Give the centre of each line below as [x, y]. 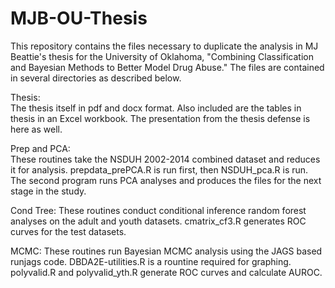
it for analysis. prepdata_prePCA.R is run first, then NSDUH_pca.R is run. [159, 169]
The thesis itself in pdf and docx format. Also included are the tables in [156, 108]
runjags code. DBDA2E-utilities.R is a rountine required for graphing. [151, 261]
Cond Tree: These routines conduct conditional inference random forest [158, 210]
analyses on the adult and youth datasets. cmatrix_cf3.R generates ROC [158, 221]
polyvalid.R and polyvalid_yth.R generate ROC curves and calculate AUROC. [166, 272]
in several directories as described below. [96, 78]
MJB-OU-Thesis [79, 18]
